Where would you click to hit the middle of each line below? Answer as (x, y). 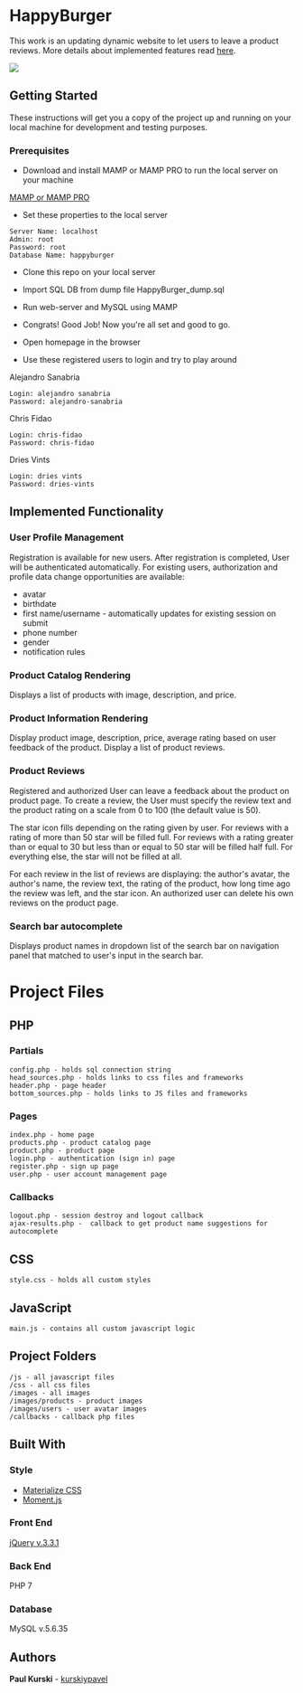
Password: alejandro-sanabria (66, 402)
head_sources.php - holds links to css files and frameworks (127, 1077)
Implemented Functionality (87, 512)
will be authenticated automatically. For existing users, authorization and (143, 567)
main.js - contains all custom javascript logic (102, 1329)
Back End (30, 1565)
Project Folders (53, 1356)
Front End (31, 1523)
